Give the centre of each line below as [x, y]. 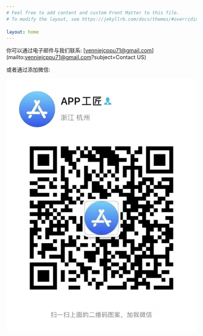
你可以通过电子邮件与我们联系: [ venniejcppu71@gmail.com [79, 51]
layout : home [23, 32]
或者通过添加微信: [28, 70]
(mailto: [16, 57]
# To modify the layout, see [43, 19]
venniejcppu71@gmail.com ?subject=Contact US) [86, 57]
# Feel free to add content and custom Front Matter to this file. [93, 13]
